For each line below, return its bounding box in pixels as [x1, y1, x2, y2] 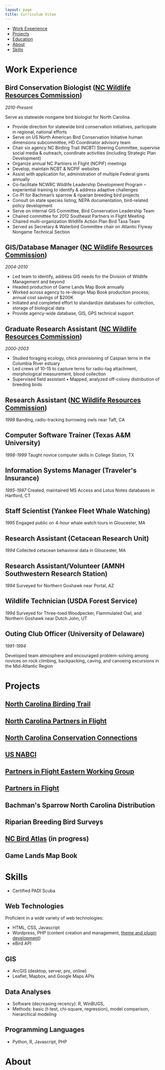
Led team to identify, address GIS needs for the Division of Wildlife [12, 273, 148, 280]
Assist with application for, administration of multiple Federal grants [12, 171, 150, 177]
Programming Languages [5, 1025, 85, 1034]
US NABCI [5, 751, 37, 759]
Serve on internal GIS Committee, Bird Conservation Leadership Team [12, 207, 155, 213]
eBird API [12, 940, 32, 946]
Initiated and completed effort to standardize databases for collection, [12, 300, 155, 306]
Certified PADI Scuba [12, 887, 56, 894]
